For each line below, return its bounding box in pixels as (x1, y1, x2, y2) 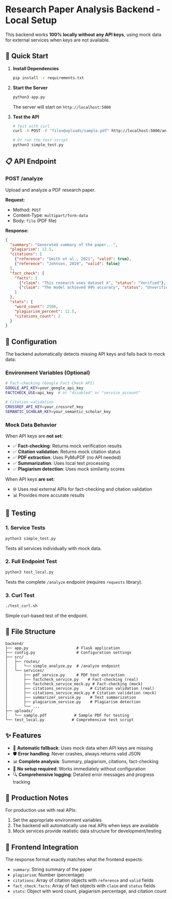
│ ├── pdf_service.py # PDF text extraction (5, 672, 125, 678)
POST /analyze (5, 175, 44, 182)
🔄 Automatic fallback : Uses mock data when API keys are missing (12, 745, 153, 751)
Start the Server (12, 85, 48, 91)
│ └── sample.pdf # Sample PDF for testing (5, 712, 130, 718)
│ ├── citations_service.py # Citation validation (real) (5, 686, 155, 691)
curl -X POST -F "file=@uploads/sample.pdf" (12, 128, 110, 134)
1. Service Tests (5, 524, 46, 532)
